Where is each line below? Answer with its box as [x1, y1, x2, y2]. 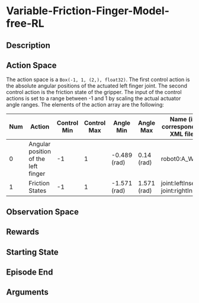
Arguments [6, 287, 49, 297]
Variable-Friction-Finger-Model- [6, 4, 170, 18]
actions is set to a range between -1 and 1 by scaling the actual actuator [6, 95, 181, 102]
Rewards [6, 227, 40, 237]
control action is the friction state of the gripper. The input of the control [6, 89, 182, 96]
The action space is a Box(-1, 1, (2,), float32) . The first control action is [6, 76, 190, 83]
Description [6, 40, 50, 50]
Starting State [6, 247, 59, 257]
